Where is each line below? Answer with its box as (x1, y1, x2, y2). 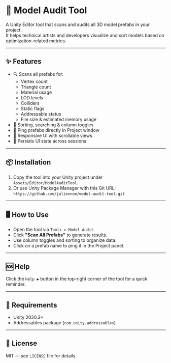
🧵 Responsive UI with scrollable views (13, 132, 93, 138)
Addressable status (20, 110, 61, 117)
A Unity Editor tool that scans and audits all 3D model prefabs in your (6, 21, 150, 27)
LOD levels (20, 94, 44, 101)
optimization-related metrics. (6, 38, 66, 44)
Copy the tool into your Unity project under (13, 174, 103, 180)
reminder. (6, 281, 26, 287)
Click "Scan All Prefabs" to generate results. (13, 232, 108, 238)
